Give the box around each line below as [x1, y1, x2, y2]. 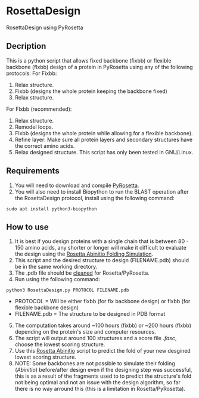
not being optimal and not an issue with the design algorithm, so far [14, 379, 181, 386]
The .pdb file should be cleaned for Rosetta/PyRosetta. [14, 269, 150, 276]
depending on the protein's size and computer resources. [14, 328, 156, 335]
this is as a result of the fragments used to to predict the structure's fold [14, 372, 192, 380]
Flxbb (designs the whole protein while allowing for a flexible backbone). [14, 129, 193, 136]
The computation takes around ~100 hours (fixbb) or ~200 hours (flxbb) [14, 322, 192, 329]
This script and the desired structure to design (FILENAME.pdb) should [14, 257, 189, 264]
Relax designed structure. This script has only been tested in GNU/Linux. [14, 148, 194, 156]
